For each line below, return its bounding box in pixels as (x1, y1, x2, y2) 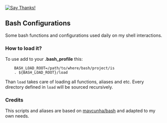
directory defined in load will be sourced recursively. (5, 84, 113, 90)
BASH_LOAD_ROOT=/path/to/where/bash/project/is (14, 66, 115, 71)
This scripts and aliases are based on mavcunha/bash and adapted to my (5, 108, 156, 114)
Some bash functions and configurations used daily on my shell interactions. (5, 32, 163, 38)
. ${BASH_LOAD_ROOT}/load (14, 70, 68, 75)
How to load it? (5, 45, 42, 52)
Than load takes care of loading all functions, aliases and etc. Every (5, 79, 144, 85)
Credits (5, 97, 23, 104)
